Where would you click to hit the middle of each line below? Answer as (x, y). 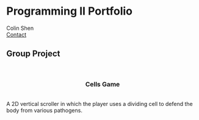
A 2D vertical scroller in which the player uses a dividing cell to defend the (100, 104)
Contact (16, 34)
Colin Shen (20, 28)
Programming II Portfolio (70, 11)
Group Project (33, 54)
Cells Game (103, 84)
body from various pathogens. (44, 110)
